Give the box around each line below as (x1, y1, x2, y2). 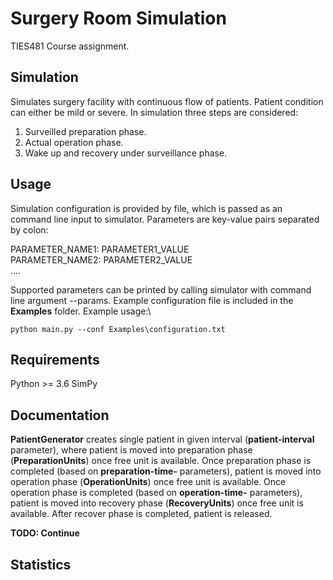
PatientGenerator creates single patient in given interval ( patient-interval (10, 433, 315, 446)
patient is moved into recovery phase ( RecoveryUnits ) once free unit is (10, 497, 304, 509)
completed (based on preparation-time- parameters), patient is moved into (10, 465, 322, 477)
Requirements (10, 351, 100, 368)
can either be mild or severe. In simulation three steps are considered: (10, 106, 299, 118)
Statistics (10, 556, 72, 573)
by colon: (10, 223, 49, 236)
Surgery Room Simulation (10, 7, 227, 30)
